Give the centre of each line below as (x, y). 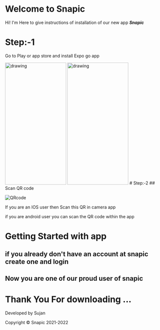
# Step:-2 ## (142, 183)
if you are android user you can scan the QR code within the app (70, 216)
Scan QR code (20, 188)
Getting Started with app (56, 237)
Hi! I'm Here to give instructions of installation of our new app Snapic (74, 22)
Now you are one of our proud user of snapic (74, 278)
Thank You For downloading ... (68, 299)
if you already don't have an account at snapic (77, 254)
